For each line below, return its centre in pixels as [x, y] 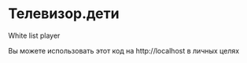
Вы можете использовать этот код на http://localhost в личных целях [124, 50]
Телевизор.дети [64, 14]
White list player [34, 35]
